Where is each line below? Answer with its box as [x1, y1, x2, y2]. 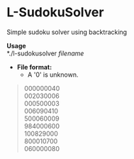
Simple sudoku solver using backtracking [6, 28, 128, 36]
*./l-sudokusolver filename [6, 49, 84, 57]
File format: [16, 62, 52, 71]
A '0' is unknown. [27, 70, 79, 79]
